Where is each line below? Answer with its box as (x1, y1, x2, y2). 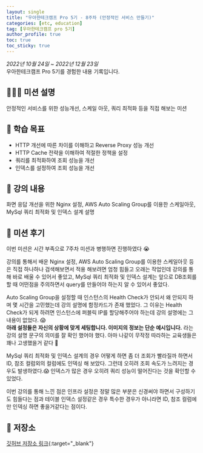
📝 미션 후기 (6, 228, 45, 238)
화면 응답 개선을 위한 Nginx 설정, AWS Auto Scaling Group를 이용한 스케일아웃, (6, 201, 196, 208)
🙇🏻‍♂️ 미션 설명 (6, 87, 56, 98)
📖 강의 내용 (6, 183, 45, 194)
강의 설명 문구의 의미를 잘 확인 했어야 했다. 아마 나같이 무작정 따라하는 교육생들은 (6, 332, 197, 339)
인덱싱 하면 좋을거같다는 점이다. (12, 403, 87, 410)
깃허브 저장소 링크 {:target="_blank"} (6, 440, 94, 447)
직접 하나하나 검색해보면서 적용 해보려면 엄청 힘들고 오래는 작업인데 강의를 (12, 265, 188, 273)
